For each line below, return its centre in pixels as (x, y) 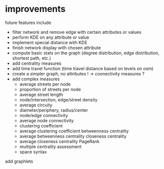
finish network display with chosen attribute (56, 48)
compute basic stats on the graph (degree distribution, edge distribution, (86, 53)
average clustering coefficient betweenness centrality (74, 131)
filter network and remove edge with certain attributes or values (77, 32)
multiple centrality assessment (51, 146)
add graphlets (19, 161)
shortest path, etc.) (32, 58)
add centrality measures (37, 63)
